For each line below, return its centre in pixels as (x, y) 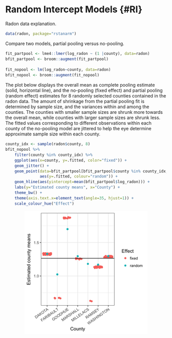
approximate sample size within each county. (53, 134)
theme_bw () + (28, 193)
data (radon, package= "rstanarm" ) (41, 34)
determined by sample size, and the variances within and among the (77, 107)
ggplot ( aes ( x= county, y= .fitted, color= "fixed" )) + (71, 160)
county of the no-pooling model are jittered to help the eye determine (79, 129)
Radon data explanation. (31, 24)
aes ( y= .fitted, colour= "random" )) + (79, 176)
